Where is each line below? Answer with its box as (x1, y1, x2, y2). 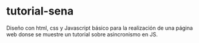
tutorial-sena (6, 4, 74, 18)
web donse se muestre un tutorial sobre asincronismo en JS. (6, 30, 158, 38)
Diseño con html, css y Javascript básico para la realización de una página (6, 24, 193, 31)
